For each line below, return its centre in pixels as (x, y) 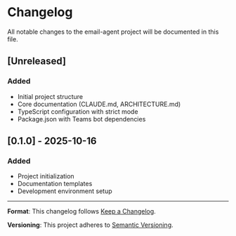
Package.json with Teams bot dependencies (81, 119)
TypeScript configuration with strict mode (78, 111)
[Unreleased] (37, 61)
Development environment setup (65, 191)
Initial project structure (50, 96)
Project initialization (46, 176)
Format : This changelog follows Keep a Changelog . (81, 211)
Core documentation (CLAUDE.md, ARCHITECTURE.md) (99, 104)
